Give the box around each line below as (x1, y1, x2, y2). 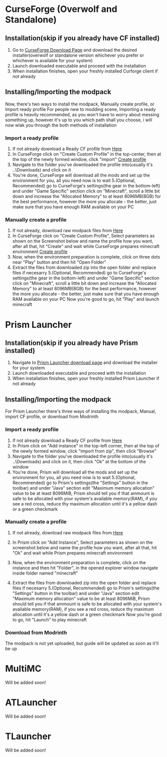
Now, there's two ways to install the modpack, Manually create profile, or (5, 101, 155, 107)
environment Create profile (12, 249, 68, 254)
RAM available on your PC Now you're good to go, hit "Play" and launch (12, 296, 160, 302)
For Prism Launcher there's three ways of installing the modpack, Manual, (5, 409, 157, 415)
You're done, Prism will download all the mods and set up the (12, 469, 138, 475)
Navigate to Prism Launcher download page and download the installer (12, 359, 158, 366)
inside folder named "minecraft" (12, 570, 79, 576)
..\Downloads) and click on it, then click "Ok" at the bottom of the (12, 458, 146, 464)
